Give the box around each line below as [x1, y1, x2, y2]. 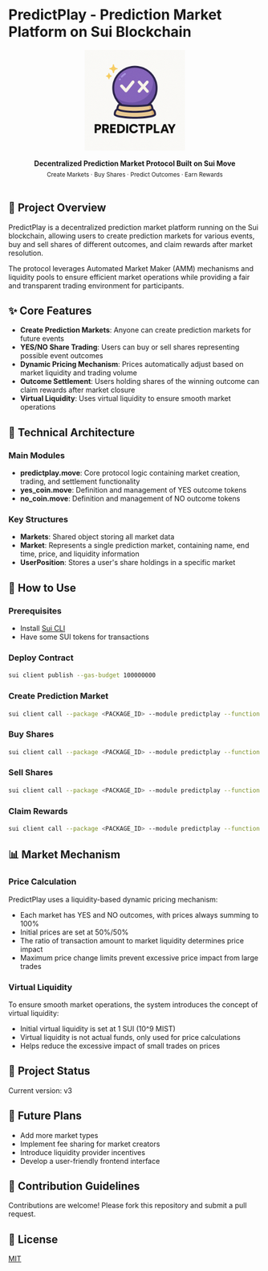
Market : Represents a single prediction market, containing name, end [19, 541, 250, 551]
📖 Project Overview [8, 201, 107, 215]
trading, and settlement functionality [19, 477, 140, 486]
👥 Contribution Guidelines [8, 1179, 140, 1193]
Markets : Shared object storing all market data [19, 532, 175, 542]
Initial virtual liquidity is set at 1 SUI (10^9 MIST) [19, 1024, 177, 1034]
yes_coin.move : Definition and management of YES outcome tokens [19, 485, 247, 495]
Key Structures [8, 514, 68, 525]
